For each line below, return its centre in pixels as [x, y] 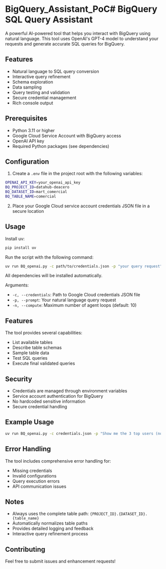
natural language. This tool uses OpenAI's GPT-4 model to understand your [82, 39]
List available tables [32, 342]
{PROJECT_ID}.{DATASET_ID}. [119, 514]
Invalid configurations [34, 475]
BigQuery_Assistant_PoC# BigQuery [81, 9]
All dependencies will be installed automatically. [54, 276]
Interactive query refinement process [50, 534]
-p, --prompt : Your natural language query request [64, 300]
